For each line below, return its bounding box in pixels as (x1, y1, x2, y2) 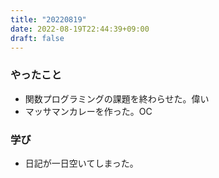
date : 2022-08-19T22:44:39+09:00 (10, 24, 150, 34)
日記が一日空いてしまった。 (24, 157, 139, 169)
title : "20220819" (10, 14, 87, 25)
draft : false (10, 33, 65, 43)
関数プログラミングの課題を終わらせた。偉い (24, 92, 210, 105)
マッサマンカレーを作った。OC (24, 105, 153, 117)
